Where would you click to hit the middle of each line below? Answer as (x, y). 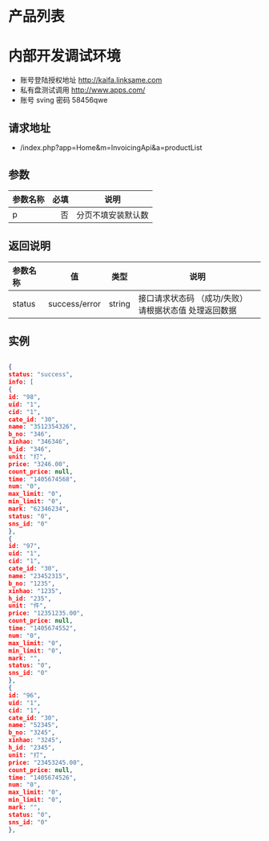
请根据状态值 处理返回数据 (187, 310)
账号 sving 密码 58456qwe (64, 100)
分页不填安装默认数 (113, 215)
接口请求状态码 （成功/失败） (193, 298)
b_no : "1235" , (32, 583)
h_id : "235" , (30, 599)
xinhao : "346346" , (39, 442)
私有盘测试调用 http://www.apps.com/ (82, 90)
